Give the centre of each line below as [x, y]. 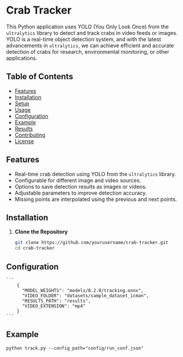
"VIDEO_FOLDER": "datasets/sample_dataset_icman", [85, 296]
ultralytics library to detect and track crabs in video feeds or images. [92, 33]
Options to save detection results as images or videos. [81, 186]
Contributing [30, 135]
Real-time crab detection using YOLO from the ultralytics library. [95, 174]
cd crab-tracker [35, 248]
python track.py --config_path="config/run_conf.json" [75, 348]
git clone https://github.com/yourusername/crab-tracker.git [91, 243]
